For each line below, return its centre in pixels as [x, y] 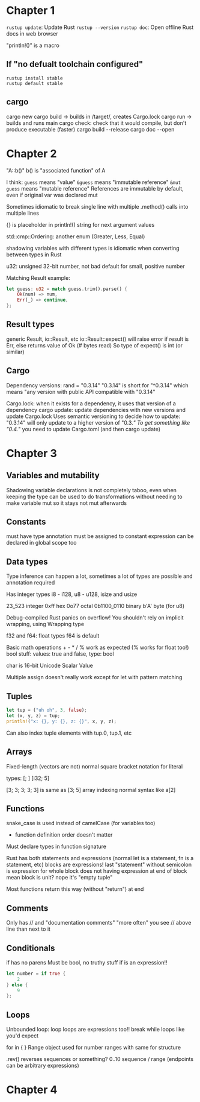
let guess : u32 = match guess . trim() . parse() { [67, 289]
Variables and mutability [53, 476]
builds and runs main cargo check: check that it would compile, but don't [96, 123]
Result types [30, 324]
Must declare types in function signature [56, 847]
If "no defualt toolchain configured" [75, 64]
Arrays [19, 752]
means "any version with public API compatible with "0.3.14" [81, 391]
